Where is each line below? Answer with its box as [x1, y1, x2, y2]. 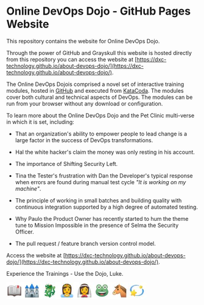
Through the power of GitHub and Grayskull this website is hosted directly [6, 49, 192, 56]
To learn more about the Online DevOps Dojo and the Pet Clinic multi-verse [6, 112, 195, 119]
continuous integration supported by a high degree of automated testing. [15, 203, 198, 210]
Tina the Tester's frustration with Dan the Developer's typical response [15, 172, 193, 179]
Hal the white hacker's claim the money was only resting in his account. [15, 148, 195, 156]
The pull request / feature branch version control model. [15, 240, 157, 247]
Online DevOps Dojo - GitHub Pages [6, 4, 191, 18]
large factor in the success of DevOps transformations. [15, 136, 153, 144]
